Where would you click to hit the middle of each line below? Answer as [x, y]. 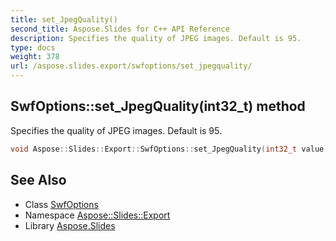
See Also [38, 180]
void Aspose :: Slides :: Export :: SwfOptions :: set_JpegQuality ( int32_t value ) [169, 149]
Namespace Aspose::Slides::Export [97, 215]
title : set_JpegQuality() [64, 19]
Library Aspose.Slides [70, 225]
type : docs [33, 47]
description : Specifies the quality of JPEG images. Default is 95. [156, 38]
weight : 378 [35, 57]
